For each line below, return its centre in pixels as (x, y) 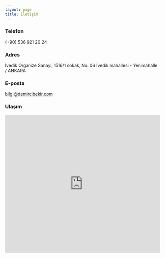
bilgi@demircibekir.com (29, 94)
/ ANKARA (15, 71)
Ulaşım (14, 107)
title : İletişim (22, 14)
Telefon (14, 31)
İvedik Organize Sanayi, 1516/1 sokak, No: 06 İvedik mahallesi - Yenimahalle (81, 65)
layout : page (18, 10)
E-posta (15, 83)
